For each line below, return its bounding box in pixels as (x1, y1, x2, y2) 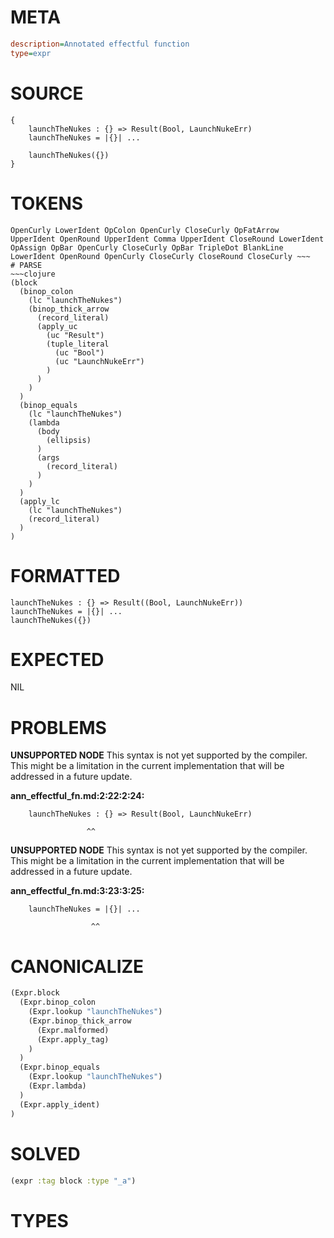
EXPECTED (10, 648, 105, 671)
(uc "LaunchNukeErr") (54, 356, 145, 366)
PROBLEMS (10, 716, 107, 739)
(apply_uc (36, 321, 78, 331)
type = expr (10, 48, 52, 58)
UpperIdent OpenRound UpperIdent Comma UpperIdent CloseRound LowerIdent (10, 234, 325, 244)
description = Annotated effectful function (10, 39, 190, 49)
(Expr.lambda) (28, 1081, 87, 1091)
